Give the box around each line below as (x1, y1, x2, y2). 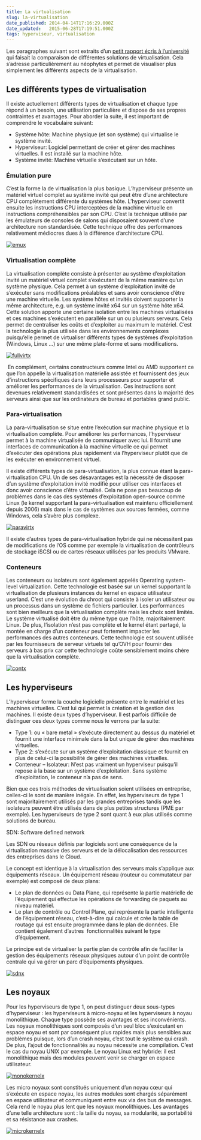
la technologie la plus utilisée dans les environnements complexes (6, 327, 169, 334)
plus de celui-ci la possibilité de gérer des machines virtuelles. (14, 754, 169, 761)
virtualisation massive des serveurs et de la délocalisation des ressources (6, 846, 188, 854)
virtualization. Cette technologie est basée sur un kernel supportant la (19, 583, 191, 590)
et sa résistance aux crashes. (6, 1115, 79, 1123)
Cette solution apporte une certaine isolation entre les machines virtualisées (6, 308, 194, 315)
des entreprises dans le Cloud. (6, 853, 82, 860)
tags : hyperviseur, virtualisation (6, 31, 95, 37)
